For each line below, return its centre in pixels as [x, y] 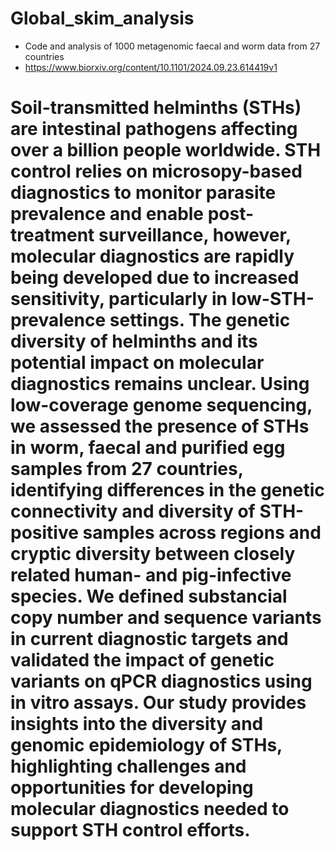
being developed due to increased [155, 278]
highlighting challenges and [128, 766]
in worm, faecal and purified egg [148, 448]
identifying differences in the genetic [167, 490]
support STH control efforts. [130, 830]
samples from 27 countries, [127, 469]
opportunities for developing [132, 788]
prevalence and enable [107, 214]
